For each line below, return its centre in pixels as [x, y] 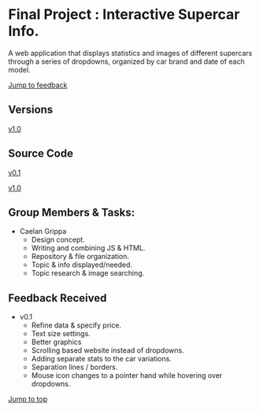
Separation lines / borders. [74, 367]
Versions [31, 110]
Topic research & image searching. [88, 273]
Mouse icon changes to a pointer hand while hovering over [127, 376]
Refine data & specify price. [76, 325]
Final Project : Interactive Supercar [124, 15]
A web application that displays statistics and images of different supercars [130, 53]
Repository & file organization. [80, 257]
